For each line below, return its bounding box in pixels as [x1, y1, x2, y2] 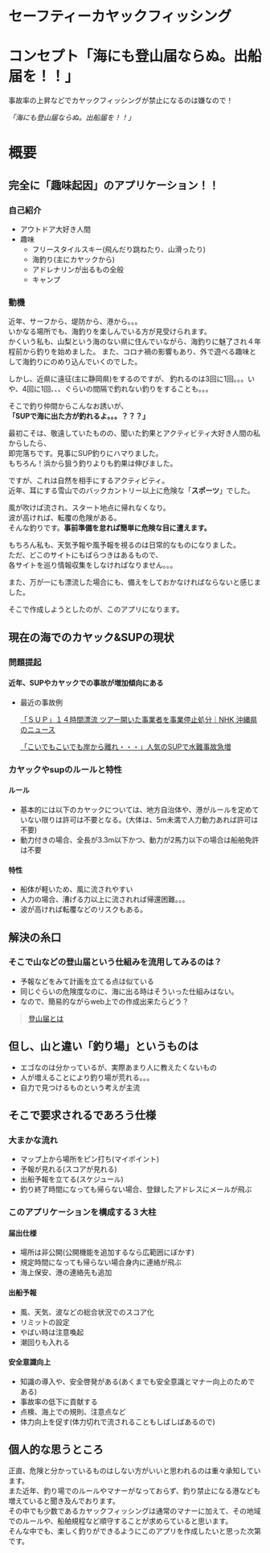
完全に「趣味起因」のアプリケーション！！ [8, 178, 219, 192]
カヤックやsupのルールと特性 [8, 764, 122, 775]
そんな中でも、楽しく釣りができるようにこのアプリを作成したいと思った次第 [8, 1526, 262, 1535]
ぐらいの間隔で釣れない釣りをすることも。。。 [64, 384, 213, 394]
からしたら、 [8, 438, 51, 448]
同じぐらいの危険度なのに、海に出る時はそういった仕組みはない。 [19, 986, 239, 996]
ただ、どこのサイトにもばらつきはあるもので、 [8, 550, 163, 560]
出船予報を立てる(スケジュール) [19, 1174, 125, 1184]
